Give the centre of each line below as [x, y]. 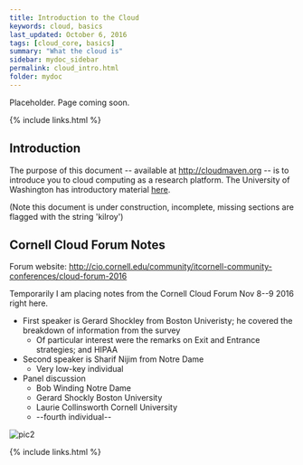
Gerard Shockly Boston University [99, 398]
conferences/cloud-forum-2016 [68, 276]
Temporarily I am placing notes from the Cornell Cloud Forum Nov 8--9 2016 [151, 294]
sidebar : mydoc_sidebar [54, 60]
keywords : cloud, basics [56, 26]
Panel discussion [54, 379]
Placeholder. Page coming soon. [70, 102]
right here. [28, 303]
